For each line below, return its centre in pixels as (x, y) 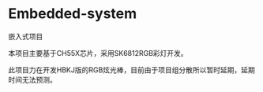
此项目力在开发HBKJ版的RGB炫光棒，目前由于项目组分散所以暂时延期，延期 (131, 70)
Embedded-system (73, 14)
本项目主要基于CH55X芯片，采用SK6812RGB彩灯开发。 (98, 53)
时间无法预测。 (32, 79)
